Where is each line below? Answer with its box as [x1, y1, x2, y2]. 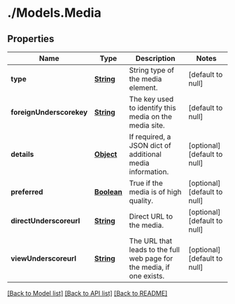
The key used [129, 95, 173, 104]
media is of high [129, 187, 182, 197]
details [10, 149, 34, 159]
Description [135, 54, 176, 63]
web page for [129, 254, 173, 263]
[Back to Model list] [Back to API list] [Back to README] [7, 289, 168, 297]
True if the [129, 179, 163, 188]
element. [129, 83, 158, 92]
